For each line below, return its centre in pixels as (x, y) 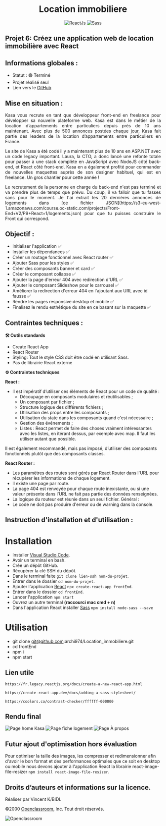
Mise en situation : (34, 103)
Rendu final (23, 717)
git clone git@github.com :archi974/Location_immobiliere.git (73, 641)
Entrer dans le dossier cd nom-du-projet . (54, 581)
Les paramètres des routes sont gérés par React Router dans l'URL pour (85, 473)
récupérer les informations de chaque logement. (62, 478)
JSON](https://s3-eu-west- (133, 203)
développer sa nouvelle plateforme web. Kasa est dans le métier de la (83, 120)
